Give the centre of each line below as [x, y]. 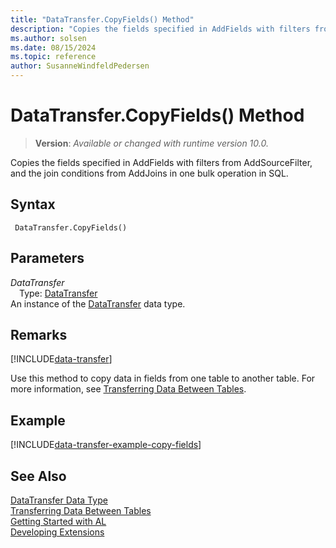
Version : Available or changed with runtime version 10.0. [151, 143]
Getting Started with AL [58, 521]
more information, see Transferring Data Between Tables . [128, 389]
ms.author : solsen [48, 38]
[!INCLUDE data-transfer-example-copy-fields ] [106, 445]
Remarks [39, 334]
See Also [38, 476]
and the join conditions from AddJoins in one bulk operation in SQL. [149, 173]
